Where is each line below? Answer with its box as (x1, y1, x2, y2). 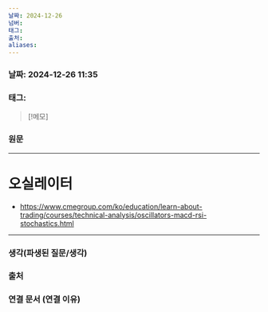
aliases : (8, 41, 37, 49)
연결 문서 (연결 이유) (8, 294, 81, 305)
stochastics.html (19, 218, 74, 228)
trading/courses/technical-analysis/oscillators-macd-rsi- (19, 210, 207, 220)
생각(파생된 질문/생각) (8, 248, 88, 259)
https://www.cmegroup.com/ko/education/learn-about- (19, 201, 203, 211)
